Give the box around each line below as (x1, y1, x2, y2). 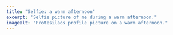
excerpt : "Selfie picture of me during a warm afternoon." (6, 14, 157, 20)
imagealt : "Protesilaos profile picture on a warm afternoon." (6, 20, 168, 26)
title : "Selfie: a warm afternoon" (6, 8, 96, 15)
